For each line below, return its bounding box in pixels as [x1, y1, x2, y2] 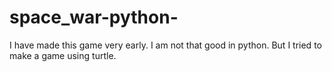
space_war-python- [9, 6, 179, 29]
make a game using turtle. [9, 49, 117, 61]
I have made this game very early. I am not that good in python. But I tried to [9, 39, 322, 51]
